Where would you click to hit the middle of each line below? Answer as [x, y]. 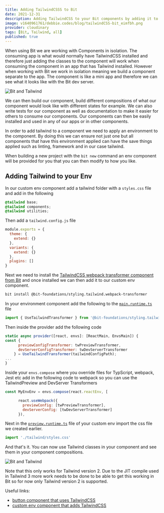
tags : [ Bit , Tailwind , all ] [34, 32]
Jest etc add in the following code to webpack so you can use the [71, 378]
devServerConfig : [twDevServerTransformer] [67, 410]
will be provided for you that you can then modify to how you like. [71, 161]
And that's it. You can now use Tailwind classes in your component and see [81, 447]
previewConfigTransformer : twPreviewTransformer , [69, 345]
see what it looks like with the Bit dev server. [50, 81]
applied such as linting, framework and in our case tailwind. [65, 146]
